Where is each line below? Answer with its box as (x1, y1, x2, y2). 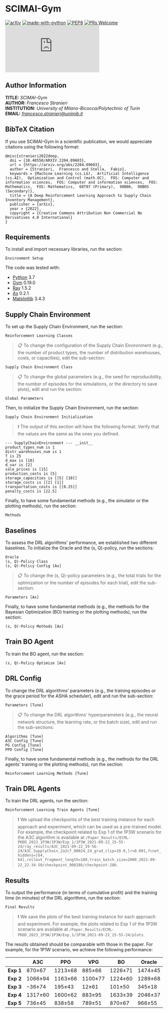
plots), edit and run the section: (17, 386, 83, 392)
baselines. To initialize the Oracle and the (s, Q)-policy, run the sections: (5, 545, 154, 551)
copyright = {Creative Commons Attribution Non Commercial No (10, 210, 142, 216)
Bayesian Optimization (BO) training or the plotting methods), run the (5, 609, 147, 615)
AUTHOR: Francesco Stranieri (5, 100, 68, 106)
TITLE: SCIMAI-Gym (5, 94, 48, 100)
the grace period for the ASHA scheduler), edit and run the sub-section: (5, 693, 154, 699)
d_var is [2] (5, 463, 33, 468)
